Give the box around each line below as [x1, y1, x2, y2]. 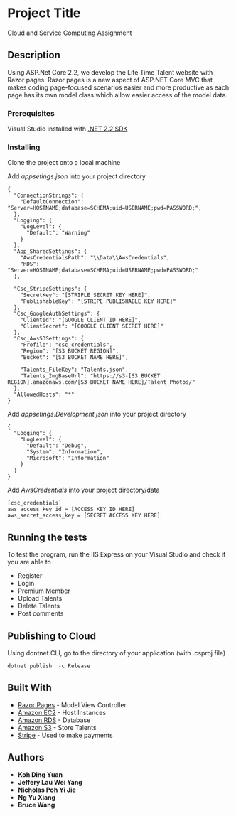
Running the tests [7, 531, 87, 543]
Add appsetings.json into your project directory [7, 172, 146, 181]
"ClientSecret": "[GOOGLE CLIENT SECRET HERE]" [20, 323, 163, 330]
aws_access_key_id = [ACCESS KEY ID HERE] [7, 506, 135, 513]
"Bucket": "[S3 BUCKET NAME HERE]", [20, 354, 129, 361]
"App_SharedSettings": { [14, 248, 87, 255]
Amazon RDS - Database [17, 716, 91, 724]
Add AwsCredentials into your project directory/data [7, 485, 160, 495]
